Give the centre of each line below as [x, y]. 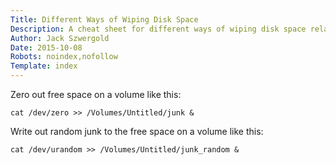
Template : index [44, 66]
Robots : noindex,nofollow [64, 57]
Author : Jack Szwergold [60, 38]
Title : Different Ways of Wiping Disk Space [104, 19]
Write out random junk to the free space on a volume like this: [137, 131]
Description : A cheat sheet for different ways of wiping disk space [158, 29]
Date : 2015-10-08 [46, 47]
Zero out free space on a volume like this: [96, 94]
